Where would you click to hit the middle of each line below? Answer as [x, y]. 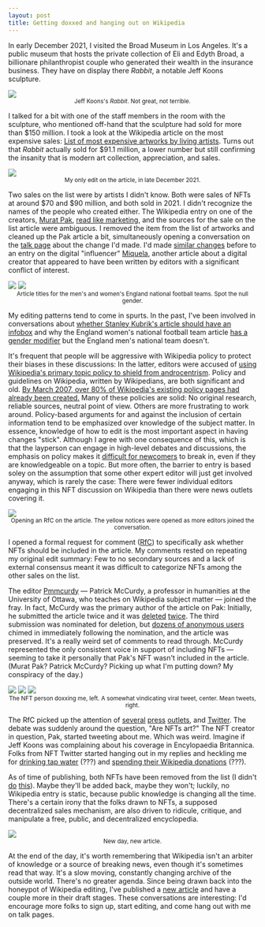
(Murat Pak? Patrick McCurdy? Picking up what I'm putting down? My [121, 666]
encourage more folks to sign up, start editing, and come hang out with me [129, 906]
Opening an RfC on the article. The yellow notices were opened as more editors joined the [132, 520]
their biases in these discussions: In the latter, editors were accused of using [132, 364]
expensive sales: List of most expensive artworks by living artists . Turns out [131, 141]
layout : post [30, 15]
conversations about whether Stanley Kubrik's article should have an [119, 323]
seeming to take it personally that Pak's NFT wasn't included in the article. [129, 657]
